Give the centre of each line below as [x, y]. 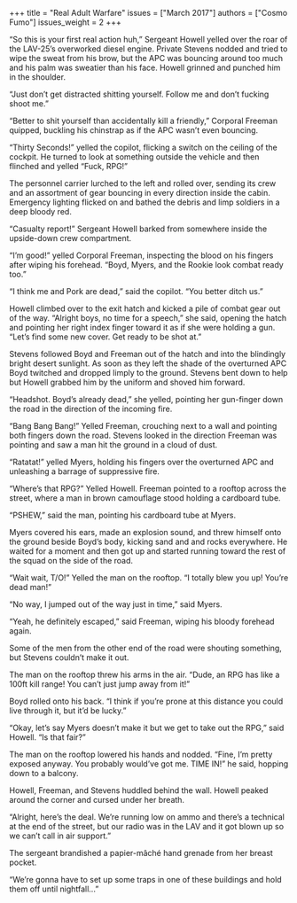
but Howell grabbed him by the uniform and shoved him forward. [127, 382]
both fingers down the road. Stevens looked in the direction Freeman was [143, 435]
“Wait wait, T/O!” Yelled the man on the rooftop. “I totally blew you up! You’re [149, 578]
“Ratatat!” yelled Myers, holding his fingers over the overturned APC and [142, 462]
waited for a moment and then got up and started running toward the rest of [148, 551]
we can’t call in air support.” [60, 836]
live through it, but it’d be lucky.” [68, 711]
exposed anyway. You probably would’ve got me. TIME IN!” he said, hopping [149, 764]
